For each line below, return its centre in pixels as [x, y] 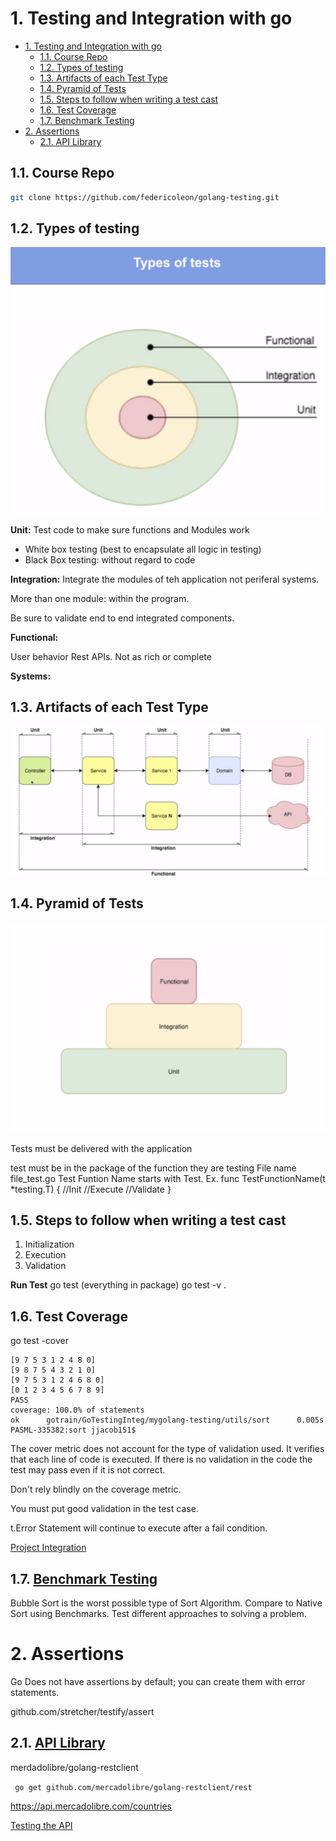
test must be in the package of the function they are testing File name [153, 1168]
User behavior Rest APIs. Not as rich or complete [111, 656]
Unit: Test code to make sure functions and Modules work [130, 529]
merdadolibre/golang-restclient [74, 1767]
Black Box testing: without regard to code [110, 559]
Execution [45, 1255]
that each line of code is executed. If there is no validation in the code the [161, 1459]
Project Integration [48, 1548]
